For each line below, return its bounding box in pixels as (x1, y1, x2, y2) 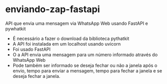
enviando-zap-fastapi (5, 4, 100, 15)
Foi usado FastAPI (12, 46, 51, 52)
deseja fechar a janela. (12, 73, 61, 79)
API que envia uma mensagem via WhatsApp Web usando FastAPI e (5, 20, 149, 26)
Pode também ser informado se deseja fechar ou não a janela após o (12, 62, 158, 68)
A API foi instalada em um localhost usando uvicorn (12, 40, 121, 47)
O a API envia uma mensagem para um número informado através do (12, 52, 158, 58)
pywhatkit (5, 25, 26, 31)
